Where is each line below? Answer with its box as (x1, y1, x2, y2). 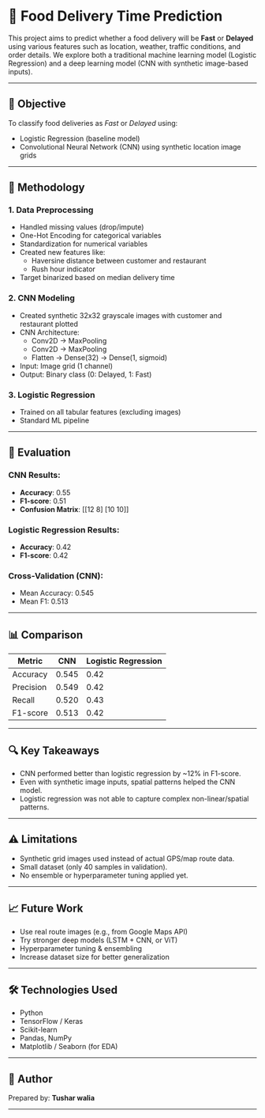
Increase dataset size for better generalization (19, 952, 170, 961)
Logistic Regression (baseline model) (19, 134, 140, 143)
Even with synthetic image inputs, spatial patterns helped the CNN (19, 777, 236, 786)
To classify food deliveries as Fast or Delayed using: (8, 118, 178, 127)
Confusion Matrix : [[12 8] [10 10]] (19, 504, 129, 514)
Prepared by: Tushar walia (8, 1093, 95, 1103)
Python (19, 1008, 43, 1018)
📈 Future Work (8, 902, 84, 915)
